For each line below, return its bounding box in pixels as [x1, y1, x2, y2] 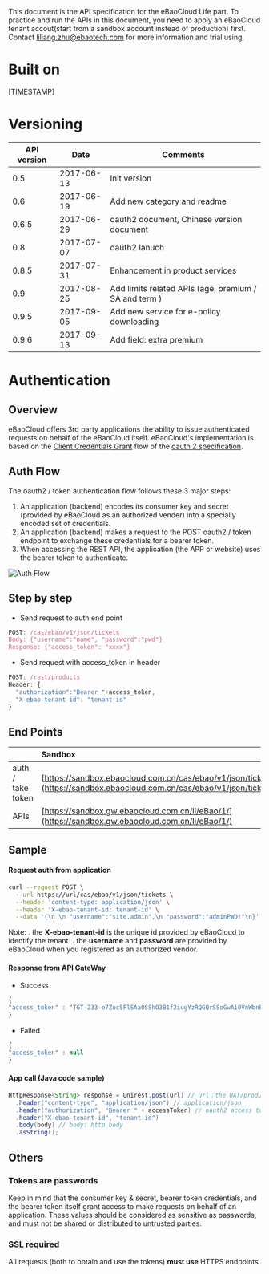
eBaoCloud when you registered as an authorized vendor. [8, 944, 199, 954]
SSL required [8, 1239, 60, 1250]
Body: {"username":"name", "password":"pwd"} [8, 635, 163, 644]
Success [19, 980, 49, 990]
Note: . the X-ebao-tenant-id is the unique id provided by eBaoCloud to [8, 927, 246, 937]
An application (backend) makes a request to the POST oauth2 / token [19, 527, 251, 537]
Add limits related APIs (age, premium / [110, 282, 257, 294]
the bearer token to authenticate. [19, 553, 129, 562]
